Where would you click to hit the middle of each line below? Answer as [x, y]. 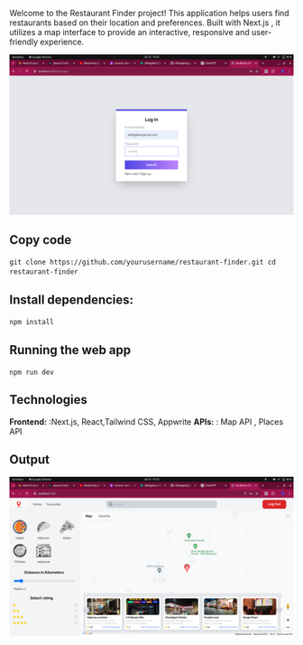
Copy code [41, 240]
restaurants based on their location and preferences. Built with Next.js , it [145, 23]
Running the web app [70, 350]
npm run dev [32, 372]
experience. [62, 42]
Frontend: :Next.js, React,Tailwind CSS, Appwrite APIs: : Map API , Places [147, 421]
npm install [32, 322]
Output [29, 460]
